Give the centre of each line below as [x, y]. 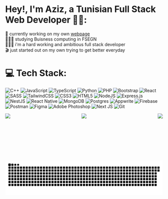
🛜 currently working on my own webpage [47, 34]
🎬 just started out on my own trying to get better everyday [65, 50]
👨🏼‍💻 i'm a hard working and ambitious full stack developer [65, 44]
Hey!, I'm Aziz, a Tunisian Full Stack [80, 9]
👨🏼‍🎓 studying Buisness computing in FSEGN [51, 39]
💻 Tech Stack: [36, 73]
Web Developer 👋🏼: [46, 20]
